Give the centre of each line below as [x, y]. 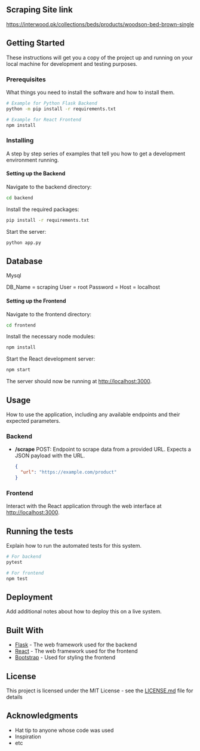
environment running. [33, 160]
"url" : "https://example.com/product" [69, 472]
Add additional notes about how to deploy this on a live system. [84, 612]
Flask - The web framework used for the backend [76, 645]
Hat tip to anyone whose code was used [64, 730]
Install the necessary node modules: [51, 337]
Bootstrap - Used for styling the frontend [65, 658]
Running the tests [40, 531]
